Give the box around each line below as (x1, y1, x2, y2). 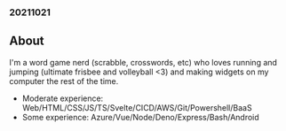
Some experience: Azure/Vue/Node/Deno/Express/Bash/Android (21, 112, 259, 122)
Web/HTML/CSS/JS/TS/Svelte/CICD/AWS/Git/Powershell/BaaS (21, 102, 252, 112)
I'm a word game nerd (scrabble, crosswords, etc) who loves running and (9, 57, 278, 67)
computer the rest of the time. (9, 75, 119, 86)
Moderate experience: (21, 93, 104, 104)
